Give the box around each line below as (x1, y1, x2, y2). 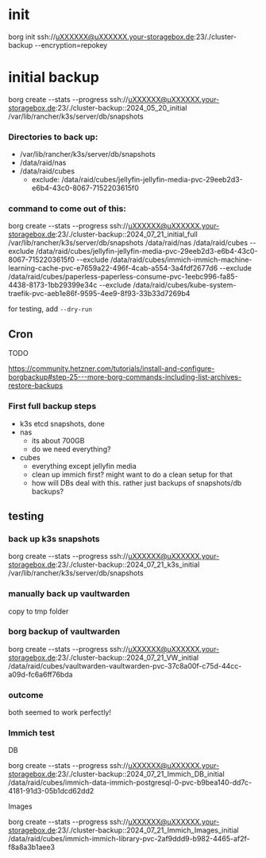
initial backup (8, 68, 99, 87)
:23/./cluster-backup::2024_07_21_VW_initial (55, 653, 199, 662)
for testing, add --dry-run (8, 304, 93, 314)
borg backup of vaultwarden (8, 626, 121, 638)
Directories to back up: (8, 131, 98, 142)
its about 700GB (31, 435, 85, 445)
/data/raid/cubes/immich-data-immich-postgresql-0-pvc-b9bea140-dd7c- (8, 778, 253, 787)
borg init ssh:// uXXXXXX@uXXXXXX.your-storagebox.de (8, 32, 195, 41)
